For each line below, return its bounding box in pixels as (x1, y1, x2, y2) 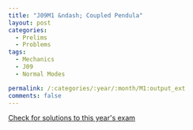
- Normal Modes (15, 70, 66, 78)
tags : (8, 48, 26, 56)
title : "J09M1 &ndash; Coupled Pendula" (8, 11, 144, 20)
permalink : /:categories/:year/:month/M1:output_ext (8, 84, 186, 92)
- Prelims (15, 33, 47, 42)
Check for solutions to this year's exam (8, 113, 136, 123)
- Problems (15, 41, 51, 49)
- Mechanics (15, 56, 55, 64)
